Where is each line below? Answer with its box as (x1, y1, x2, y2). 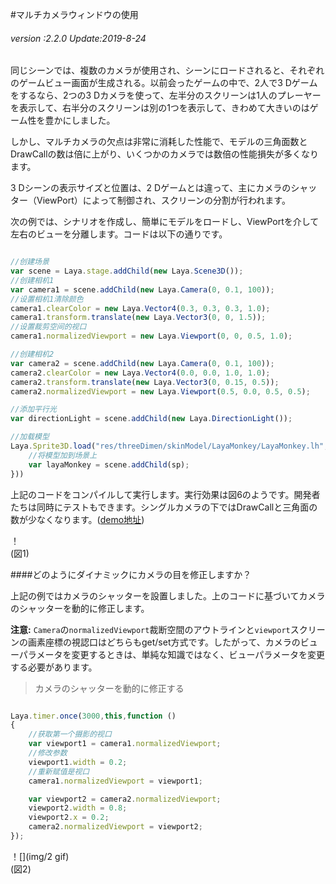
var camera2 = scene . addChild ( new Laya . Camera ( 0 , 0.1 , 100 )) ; (10, 358, 275, 368)
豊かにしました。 (44, 114, 116, 127)
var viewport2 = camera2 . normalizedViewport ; (28, 794, 222, 804)
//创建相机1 (10, 275, 55, 285)
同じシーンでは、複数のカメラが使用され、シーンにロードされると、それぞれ (10, 64, 325, 77)
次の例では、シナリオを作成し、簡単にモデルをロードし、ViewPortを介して (10, 216, 320, 228)
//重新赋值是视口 (28, 766, 90, 777)
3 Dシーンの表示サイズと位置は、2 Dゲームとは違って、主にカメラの (10, 182, 292, 194)
